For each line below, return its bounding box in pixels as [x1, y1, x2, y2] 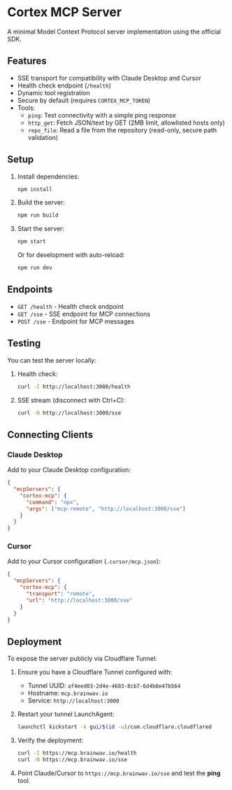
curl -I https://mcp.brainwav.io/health [17, 750, 137, 757]
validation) [27, 133, 59, 141]
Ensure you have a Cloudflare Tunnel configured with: [17, 668, 173, 677]
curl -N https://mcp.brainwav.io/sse [17, 756, 128, 763]
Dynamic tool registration [17, 88, 90, 97]
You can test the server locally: [7, 356, 96, 364]
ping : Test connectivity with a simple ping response [27, 111, 176, 119]
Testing [7, 338, 41, 349]
